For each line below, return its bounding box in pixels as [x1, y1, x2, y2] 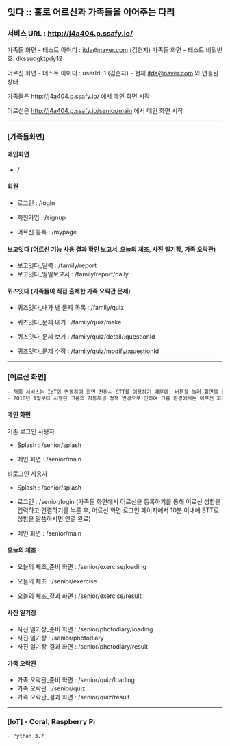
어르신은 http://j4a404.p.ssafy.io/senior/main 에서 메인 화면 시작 [7, 106, 183, 115]
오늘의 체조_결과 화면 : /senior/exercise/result [16, 592, 142, 600]
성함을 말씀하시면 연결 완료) [16, 514, 91, 522]
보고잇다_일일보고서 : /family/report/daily [16, 270, 129, 278]
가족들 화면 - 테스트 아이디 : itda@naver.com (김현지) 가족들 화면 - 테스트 [7, 45, 205, 53]
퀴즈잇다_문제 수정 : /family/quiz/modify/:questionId [16, 347, 159, 355]
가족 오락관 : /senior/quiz [16, 684, 86, 693]
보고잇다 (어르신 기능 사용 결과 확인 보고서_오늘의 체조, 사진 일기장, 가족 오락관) [7, 245, 216, 253]
